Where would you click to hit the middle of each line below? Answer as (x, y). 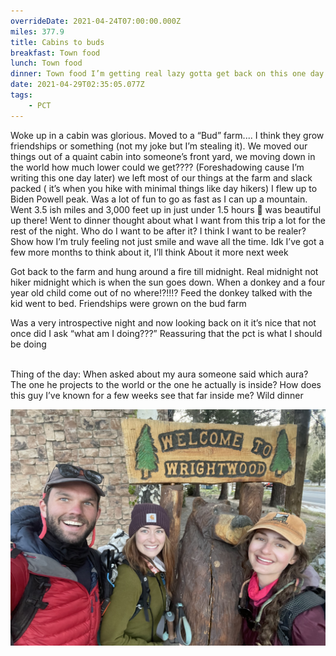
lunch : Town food (46, 63)
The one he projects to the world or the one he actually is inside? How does (166, 384)
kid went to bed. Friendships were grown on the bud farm (128, 303)
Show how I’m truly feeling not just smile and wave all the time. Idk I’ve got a (167, 241)
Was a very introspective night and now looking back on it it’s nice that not (163, 322)
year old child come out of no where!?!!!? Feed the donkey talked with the (161, 292)
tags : (21, 95)
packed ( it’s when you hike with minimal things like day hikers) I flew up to (164, 188)
